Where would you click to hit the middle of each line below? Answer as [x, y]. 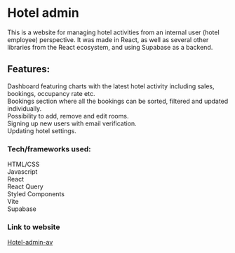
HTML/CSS [23, 164]
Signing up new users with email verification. [72, 123]
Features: [29, 69]
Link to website [34, 227]
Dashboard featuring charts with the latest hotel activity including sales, [111, 86]
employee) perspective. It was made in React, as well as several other [108, 39]
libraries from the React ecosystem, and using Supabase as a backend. [110, 47]
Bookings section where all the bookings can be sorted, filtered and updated [118, 101]
